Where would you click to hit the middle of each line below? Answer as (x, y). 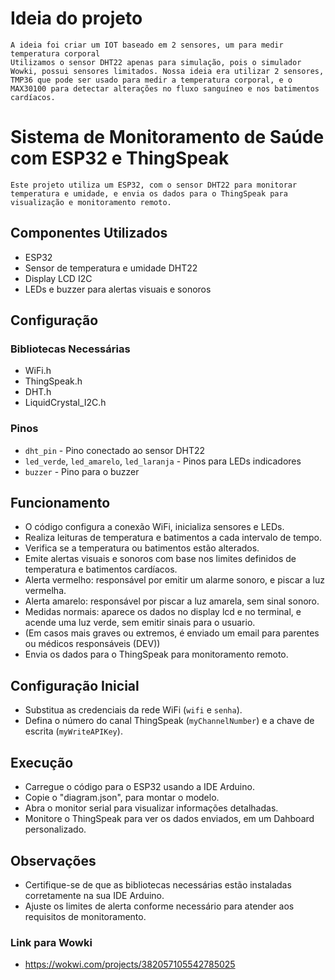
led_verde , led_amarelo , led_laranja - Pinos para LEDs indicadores (163, 461)
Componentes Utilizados (89, 233)
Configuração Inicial (75, 685)
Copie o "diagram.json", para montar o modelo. (122, 798)
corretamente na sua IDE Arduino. (94, 895)
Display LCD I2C (58, 278)
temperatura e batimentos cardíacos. (101, 569)
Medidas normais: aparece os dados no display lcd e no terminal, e (163, 612)
